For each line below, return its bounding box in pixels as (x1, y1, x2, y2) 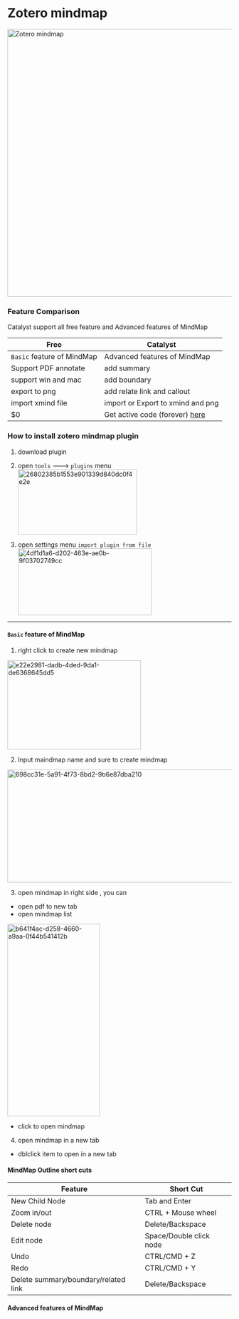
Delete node (11, 1219, 52, 1229)
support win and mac (11, 375, 82, 385)
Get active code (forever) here (104, 410, 206, 420)
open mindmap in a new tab (17, 1136, 100, 1144)
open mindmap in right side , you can (17, 888, 127, 896)
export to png (11, 387, 56, 397)
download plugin (17, 448, 68, 456)
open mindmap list (17, 909, 73, 918)
